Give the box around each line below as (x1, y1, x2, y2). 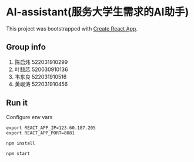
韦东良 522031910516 (14, 73, 67, 80)
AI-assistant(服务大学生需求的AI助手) (6, 5, 189, 19)
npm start (6, 151, 31, 157)
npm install (6, 140, 35, 146)
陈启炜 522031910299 (14, 58, 68, 65)
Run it (6, 98, 28, 108)
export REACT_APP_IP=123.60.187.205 (6, 124, 96, 131)
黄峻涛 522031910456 (14, 80, 68, 87)
